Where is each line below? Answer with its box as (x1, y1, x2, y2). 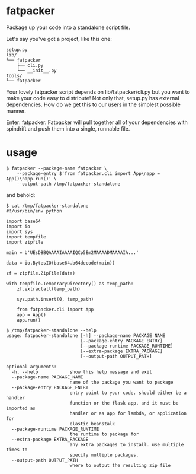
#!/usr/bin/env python (6, 208, 62, 214)
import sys (6, 228, 33, 235)
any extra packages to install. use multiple (69, 441, 184, 447)
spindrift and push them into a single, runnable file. (6, 125, 130, 132)
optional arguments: (6, 364, 57, 370)
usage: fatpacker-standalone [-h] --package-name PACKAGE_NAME (6, 332, 166, 339)
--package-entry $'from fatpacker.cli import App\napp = (17, 170, 160, 176)
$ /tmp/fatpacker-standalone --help (6, 327, 97, 333)
